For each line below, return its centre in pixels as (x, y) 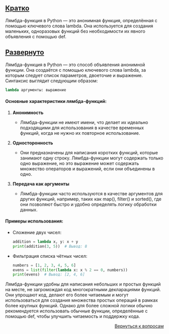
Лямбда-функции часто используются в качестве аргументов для (91, 193)
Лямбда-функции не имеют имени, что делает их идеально (84, 122)
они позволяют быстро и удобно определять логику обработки (88, 204)
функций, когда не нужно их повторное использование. (80, 133)
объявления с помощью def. (36, 36)
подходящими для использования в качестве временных (82, 128)
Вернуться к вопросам (139, 326)
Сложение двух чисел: (37, 232)
